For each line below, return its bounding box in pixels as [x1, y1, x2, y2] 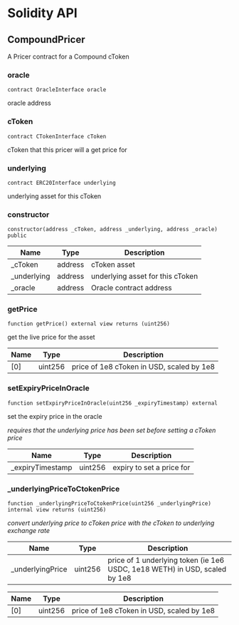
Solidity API [7, 5, 78, 21]
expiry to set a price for [112, 462, 191, 472]
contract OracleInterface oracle [7, 86, 107, 93]
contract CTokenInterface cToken [7, 133, 107, 140]
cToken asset [91, 260, 135, 270]
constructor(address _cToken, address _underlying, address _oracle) [7, 226, 218, 233]
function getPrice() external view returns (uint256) [7, 320, 171, 327]
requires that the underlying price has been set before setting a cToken [7, 426, 216, 435]
